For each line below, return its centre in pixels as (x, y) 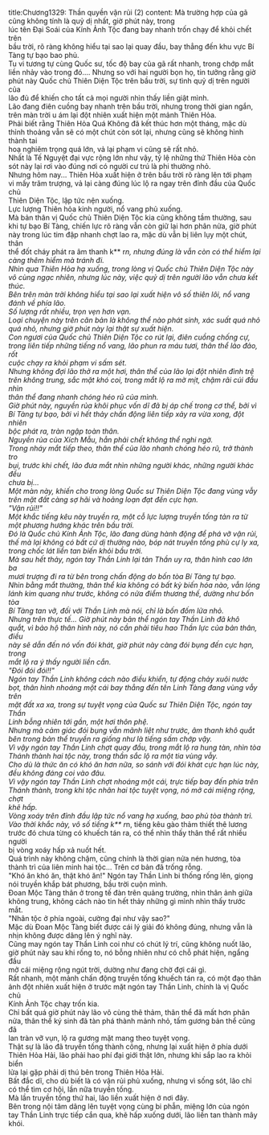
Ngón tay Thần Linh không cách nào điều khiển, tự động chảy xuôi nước (128, 679)
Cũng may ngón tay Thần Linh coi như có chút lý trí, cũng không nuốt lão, (130, 944)
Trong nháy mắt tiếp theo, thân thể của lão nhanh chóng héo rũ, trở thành (131, 448)
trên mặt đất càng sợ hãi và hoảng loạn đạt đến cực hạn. (104, 500)
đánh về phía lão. (37, 303)
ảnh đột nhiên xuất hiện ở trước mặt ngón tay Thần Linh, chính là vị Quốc (128, 987)
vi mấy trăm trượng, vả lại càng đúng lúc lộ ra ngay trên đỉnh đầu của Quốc (132, 183)
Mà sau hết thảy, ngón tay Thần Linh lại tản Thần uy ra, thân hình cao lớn (130, 559)
